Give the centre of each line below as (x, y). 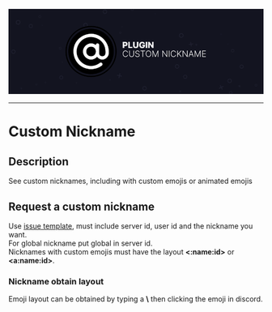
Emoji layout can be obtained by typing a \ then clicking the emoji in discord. (136, 299)
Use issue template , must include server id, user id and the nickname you (131, 226)
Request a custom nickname (82, 206)
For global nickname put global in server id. (81, 243)
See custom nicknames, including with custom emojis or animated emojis (130, 181)
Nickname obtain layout (56, 281)
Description (38, 162)
